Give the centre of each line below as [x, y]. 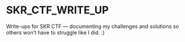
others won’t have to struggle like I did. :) [55, 32]
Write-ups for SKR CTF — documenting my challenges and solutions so [92, 26]
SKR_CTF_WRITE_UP [58, 10]
